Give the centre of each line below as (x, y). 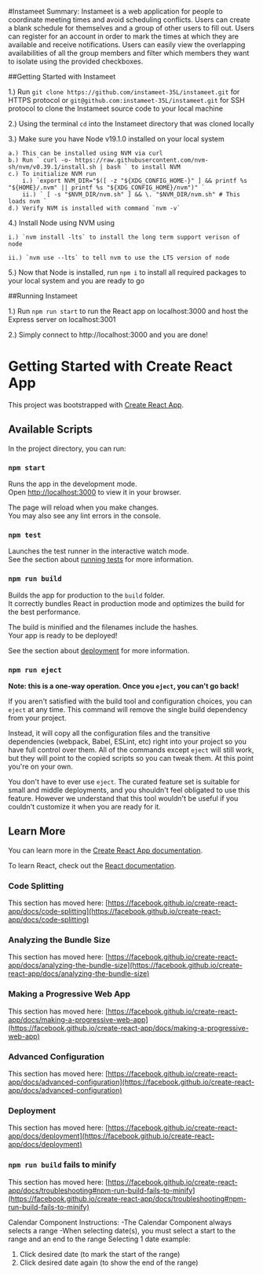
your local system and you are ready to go (77, 281)
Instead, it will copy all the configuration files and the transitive (109, 732)
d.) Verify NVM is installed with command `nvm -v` (94, 208)
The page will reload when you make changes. (84, 508)
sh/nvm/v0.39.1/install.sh (52, 167)
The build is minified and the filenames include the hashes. (103, 627)
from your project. (37, 718)
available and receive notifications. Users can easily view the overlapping (127, 45)
